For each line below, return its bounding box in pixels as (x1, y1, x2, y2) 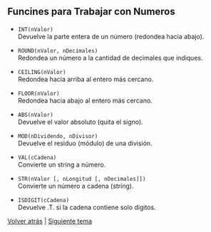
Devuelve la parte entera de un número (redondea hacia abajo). (17, 32, 205, 41)
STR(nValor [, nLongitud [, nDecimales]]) (17, 175, 146, 182)
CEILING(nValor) (17, 68, 66, 75)
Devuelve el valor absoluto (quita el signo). (17, 117, 144, 126)
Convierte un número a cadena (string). (17, 181, 134, 190)
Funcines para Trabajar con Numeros (7, 6, 176, 18)
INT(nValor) (17, 26, 53, 33)
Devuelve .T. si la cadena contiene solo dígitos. (17, 203, 156, 211)
